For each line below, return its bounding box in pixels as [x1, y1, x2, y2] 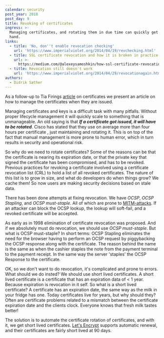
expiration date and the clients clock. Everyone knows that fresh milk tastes [5, 302, 157, 308]
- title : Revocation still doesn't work [9, 67, 93, 72]
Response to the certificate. [5, 256, 61, 262]
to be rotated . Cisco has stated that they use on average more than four [5, 123, 150, 130]
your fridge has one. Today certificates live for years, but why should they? [5, 292, 156, 298]
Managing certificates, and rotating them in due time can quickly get [9, 30, 159, 35]
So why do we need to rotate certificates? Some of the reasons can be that [5, 149, 156, 155]
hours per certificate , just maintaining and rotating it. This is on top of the [5, 129, 153, 135]
